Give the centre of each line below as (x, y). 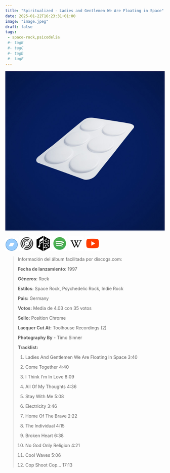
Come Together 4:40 (47, 367)
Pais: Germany (33, 298)
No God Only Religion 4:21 (52, 445)
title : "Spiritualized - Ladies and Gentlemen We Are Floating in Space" (85, 11)
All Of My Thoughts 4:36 (51, 386)
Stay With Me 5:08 (45, 396)
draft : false (19, 27)
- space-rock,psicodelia (33, 37)
